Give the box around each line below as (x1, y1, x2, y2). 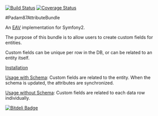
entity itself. (5, 55, 30, 61)
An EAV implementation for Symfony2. (5, 24, 85, 30)
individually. (5, 95, 30, 101)
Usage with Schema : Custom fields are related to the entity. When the (5, 74, 151, 81)
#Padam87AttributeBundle (5, 15, 60, 20)
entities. (5, 40, 22, 46)
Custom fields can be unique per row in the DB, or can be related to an (5, 50, 152, 55)
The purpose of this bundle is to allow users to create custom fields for (5, 34, 153, 40)
